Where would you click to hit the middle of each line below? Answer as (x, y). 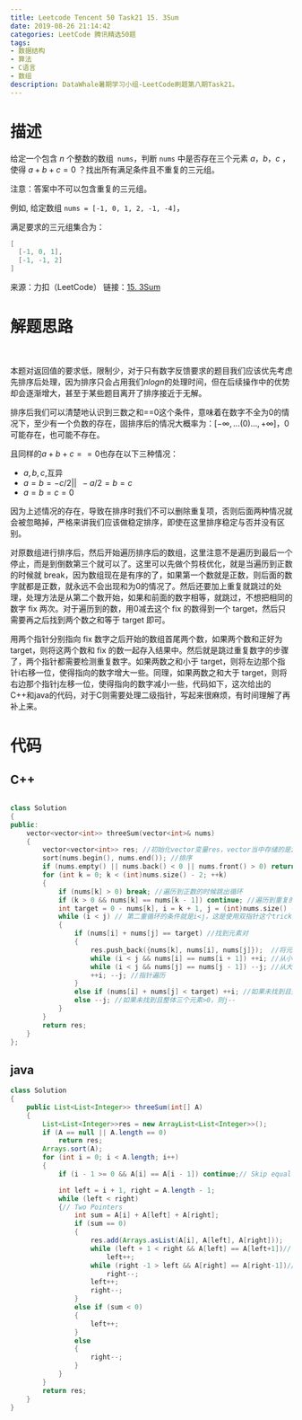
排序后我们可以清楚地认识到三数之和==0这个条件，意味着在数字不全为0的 (146, 412)
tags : (20, 43)
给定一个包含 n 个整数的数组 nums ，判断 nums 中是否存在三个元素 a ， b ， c (145, 158)
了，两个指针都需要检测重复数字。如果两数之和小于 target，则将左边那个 (144, 661)
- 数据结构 (28, 51)
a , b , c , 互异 (43, 473)
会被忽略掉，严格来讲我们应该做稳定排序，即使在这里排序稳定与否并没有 (143, 522)
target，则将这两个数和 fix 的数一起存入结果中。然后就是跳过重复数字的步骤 (150, 650)
